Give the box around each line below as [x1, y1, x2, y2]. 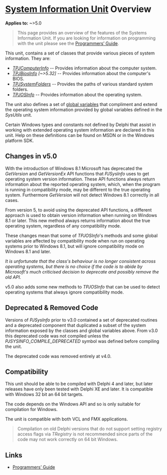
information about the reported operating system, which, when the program [5, 181, 161, 187]
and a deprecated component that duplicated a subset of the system [5, 322, 146, 328]
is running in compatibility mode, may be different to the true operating [5, 186, 151, 192]
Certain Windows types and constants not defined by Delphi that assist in [5, 121, 156, 127]
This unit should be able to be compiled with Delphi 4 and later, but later [5, 381, 153, 387]
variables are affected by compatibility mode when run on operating [5, 237, 145, 243]
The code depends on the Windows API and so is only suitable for [5, 401, 141, 407]
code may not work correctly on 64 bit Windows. [17, 436, 118, 442]
